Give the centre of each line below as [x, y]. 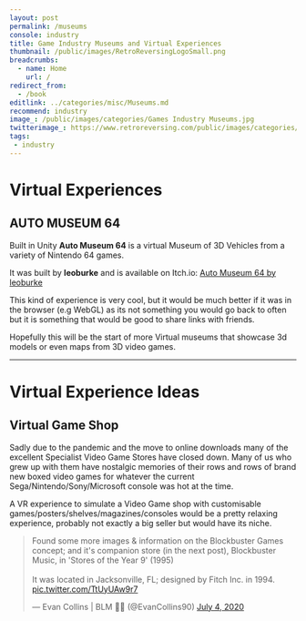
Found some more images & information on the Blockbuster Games [158, 540]
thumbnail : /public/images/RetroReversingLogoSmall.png [117, 52]
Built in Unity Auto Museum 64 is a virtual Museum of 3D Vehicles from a [147, 245]
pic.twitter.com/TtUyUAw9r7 [85, 589]
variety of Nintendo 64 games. [67, 255]
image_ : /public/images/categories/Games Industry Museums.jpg [132, 119]
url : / [38, 77]
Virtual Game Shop [64, 426]
